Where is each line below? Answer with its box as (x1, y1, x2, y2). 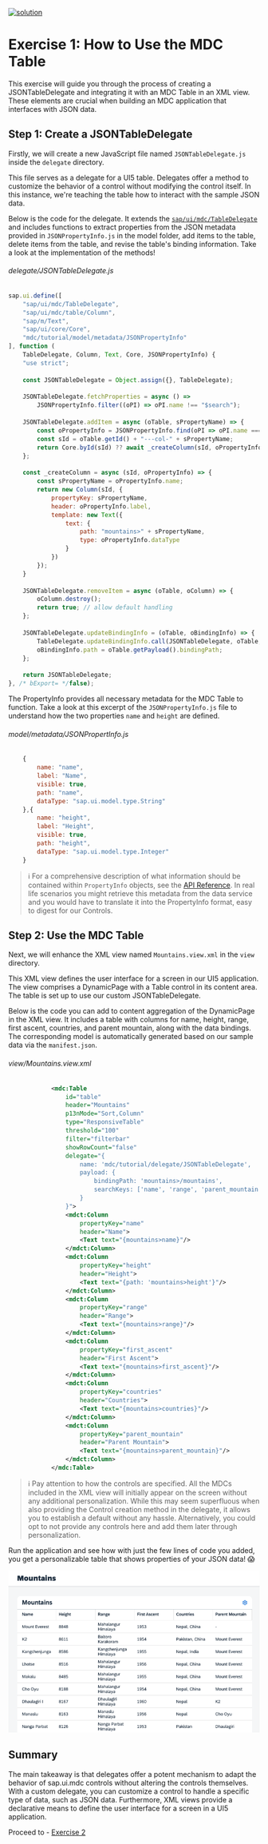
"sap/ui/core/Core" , (22, 325, 91, 333)
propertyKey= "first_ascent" (79, 1345, 173, 1354)
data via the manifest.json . (8, 1040, 98, 1050)
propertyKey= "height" (79, 1261, 152, 1270)
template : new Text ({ (50, 511, 124, 519)
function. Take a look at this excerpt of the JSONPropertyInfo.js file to (8, 703, 238, 712)
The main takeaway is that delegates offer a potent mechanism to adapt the (8, 1769, 257, 1778)
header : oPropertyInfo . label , (50, 502, 152, 511)
